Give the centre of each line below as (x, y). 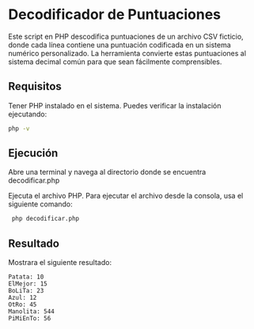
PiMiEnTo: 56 (30, 319)
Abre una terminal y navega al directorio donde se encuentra (107, 172)
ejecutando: (28, 114)
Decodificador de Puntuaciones (115, 15)
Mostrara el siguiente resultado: (60, 263)
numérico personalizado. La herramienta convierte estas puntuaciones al (127, 53)
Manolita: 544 (32, 312)
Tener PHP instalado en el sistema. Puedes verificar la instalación (115, 105)
